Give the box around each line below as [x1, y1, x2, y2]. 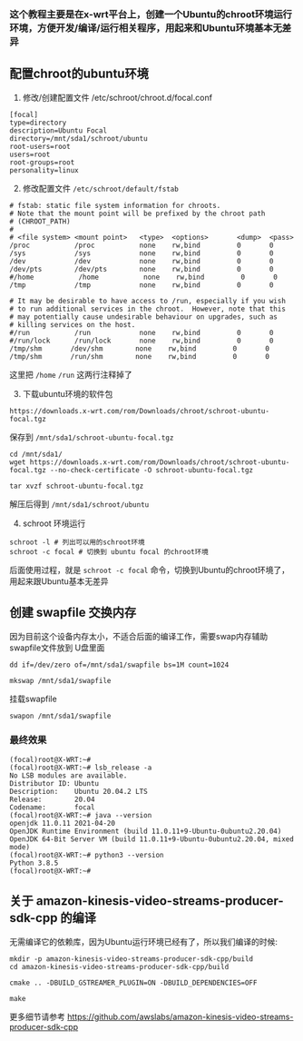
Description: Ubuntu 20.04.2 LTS [9, 787, 148, 796]
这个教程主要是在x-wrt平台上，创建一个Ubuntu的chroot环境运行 [9, 7, 293, 20]
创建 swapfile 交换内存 [9, 605, 137, 620]
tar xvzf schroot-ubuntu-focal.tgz [9, 481, 144, 491]
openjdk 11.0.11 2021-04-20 [9, 818, 116, 828]
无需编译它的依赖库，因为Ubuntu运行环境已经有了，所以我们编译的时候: [9, 936, 279, 947]
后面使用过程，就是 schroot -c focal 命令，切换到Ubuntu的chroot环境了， [9, 564, 290, 575]
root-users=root [9, 142, 71, 151]
